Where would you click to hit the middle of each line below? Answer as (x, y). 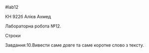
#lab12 (12, 7)
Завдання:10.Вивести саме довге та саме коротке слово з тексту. (75, 45)
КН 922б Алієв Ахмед (28, 16)
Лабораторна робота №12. (33, 26)
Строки (13, 36)
